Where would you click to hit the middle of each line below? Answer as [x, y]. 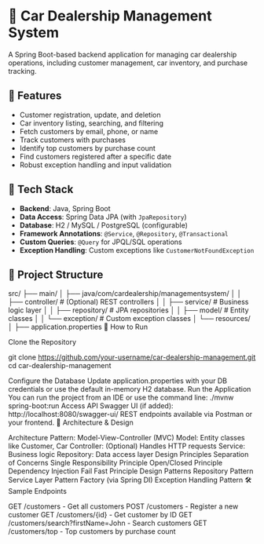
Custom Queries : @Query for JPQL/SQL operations [101, 242]
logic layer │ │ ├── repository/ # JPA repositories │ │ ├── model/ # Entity [128, 310]
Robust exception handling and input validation [95, 165]
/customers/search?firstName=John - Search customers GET [108, 523]
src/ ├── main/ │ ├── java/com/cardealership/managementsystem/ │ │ [125, 294]
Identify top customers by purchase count [87, 148]
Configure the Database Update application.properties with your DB [118, 381]
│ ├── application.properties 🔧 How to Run [78, 327]
